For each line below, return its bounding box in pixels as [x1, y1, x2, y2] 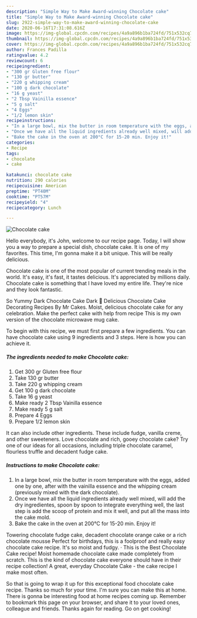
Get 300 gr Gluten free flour [14, 368, 82, 376]
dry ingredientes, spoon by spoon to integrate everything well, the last [14, 501, 185, 508]
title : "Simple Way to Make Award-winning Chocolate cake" [6, 14, 154, 20]
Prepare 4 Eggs [14, 412, 53, 419]
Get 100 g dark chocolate [14, 387, 76, 394]
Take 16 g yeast [14, 393, 53, 400]
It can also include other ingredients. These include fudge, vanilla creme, [6, 430, 182, 437]
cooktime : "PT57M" [6, 194, 51, 200]
